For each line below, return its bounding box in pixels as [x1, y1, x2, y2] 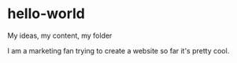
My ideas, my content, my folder [7, 31, 113, 40]
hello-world [7, 5, 86, 23]
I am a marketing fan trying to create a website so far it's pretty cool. [7, 46, 230, 55]
